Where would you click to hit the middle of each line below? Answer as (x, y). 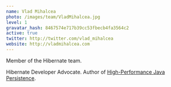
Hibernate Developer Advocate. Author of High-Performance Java (85, 72)
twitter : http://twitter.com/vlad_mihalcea (60, 39)
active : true (22, 33)
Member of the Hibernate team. (44, 60)
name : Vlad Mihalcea (31, 11)
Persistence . (21, 78)
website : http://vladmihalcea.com (48, 44)
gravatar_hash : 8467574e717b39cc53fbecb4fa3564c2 (68, 28)
